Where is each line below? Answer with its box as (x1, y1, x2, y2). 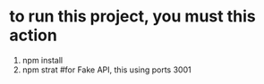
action (9, 25, 58, 46)
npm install (21, 55, 64, 65)
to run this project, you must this (9, 6, 257, 27)
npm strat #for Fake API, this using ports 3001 (21, 64, 192, 75)
